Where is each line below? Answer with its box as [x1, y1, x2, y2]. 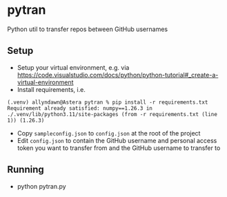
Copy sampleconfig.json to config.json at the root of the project [17, 129, 201, 137]
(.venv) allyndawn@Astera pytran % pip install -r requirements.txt [7, 99, 208, 106]
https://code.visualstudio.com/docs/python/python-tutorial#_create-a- [17, 71, 219, 79]
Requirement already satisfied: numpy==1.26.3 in [7, 104, 153, 112]
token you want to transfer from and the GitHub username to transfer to [17, 144, 221, 152]
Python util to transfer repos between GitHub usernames [7, 25, 168, 33]
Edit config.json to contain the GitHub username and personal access [17, 136, 217, 144]
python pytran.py [17, 182, 67, 190]
